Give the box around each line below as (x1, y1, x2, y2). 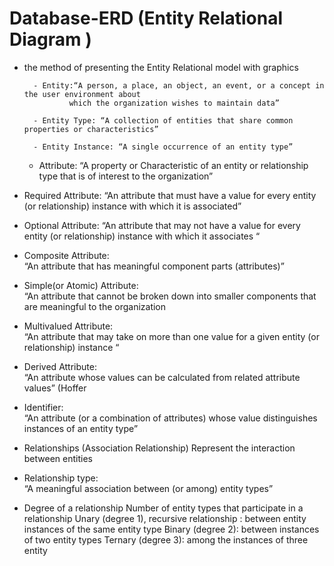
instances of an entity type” (23, 422, 139, 434)
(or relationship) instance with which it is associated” (23, 200, 242, 212)
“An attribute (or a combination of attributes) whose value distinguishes (23, 412, 318, 424)
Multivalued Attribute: (23, 320, 114, 332)
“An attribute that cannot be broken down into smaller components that (23, 290, 317, 302)
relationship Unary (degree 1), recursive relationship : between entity (23, 512, 307, 524)
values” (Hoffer (23, 382, 87, 394)
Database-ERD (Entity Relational (9, 7, 284, 30)
